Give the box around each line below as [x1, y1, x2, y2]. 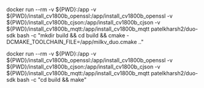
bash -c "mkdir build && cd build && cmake [17, 32, 126, 39]
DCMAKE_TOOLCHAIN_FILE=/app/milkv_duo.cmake [6, 38, 137, 45]
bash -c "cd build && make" [17, 76, 87, 83]
